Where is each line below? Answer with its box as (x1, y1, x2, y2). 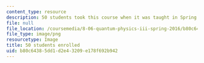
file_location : (6, 25, 45, 32)
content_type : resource (6, 8, 67, 15)
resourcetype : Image (6, 37, 59, 43)
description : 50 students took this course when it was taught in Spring (6, 14, 197, 20)
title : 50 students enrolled (6, 43, 80, 49)
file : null (6, 20, 34, 26)
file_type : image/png (6, 31, 61, 37)
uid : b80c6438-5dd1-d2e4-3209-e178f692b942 (6, 48, 118, 54)
